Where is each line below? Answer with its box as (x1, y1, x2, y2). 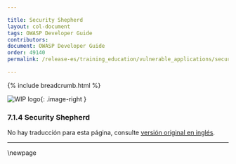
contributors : (7, 36, 49, 43)
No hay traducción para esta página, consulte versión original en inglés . (7, 128, 216, 137)
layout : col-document (7, 23, 71, 30)
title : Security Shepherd (7, 16, 83, 23)
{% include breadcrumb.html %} (7, 81, 101, 89)
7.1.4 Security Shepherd (7, 112, 90, 122)
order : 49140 (7, 49, 46, 56)
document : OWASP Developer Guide (7, 43, 105, 50)
